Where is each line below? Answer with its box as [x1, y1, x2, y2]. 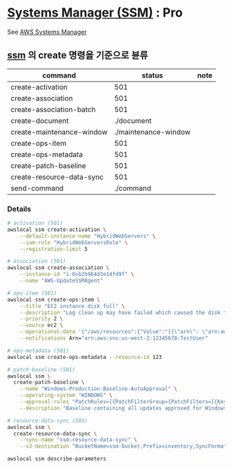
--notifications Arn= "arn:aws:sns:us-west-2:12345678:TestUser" [19, 335, 209, 342]
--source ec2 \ [19, 322, 64, 329]
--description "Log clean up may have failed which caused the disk [19, 309, 221, 316]
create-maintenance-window [10, 127, 108, 136]
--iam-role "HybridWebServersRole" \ [19, 239, 128, 246]
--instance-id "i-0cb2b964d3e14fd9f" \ [19, 271, 135, 278]
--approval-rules [19, 398, 70, 405]
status [141, 71, 164, 80]
